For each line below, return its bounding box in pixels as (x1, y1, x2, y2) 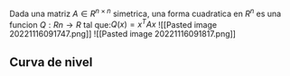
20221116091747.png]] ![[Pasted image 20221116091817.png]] (9, 29, 237, 39)
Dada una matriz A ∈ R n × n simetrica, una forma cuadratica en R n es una (9, 7, 282, 19)
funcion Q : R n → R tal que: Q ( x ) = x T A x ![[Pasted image (9, 17, 218, 30)
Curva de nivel (9, 55, 93, 70)
